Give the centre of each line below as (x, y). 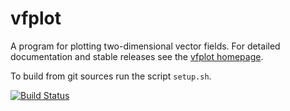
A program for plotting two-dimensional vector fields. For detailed (145, 46)
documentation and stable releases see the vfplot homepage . (137, 56)
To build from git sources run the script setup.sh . (111, 76)
